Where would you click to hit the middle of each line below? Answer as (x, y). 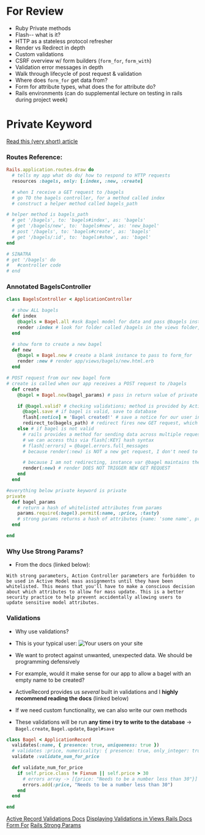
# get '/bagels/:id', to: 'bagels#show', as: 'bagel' (81, 237)
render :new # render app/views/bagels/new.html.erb (86, 361)
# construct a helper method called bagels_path (75, 204)
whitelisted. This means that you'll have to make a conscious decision (101, 587)
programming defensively (48, 661)
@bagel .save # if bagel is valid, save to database (89, 412)
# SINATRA (19, 254)
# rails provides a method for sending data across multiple (102, 434)
